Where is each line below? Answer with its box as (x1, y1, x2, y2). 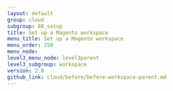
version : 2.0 (7, 67, 44, 74)
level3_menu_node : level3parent (7, 55, 99, 62)
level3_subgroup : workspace (7, 61, 88, 68)
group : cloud (7, 16, 44, 23)
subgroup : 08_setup (7, 23, 63, 29)
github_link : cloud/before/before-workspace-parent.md (7, 73, 167, 81)
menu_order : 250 (7, 42, 53, 49)
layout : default (7, 10, 53, 17)
